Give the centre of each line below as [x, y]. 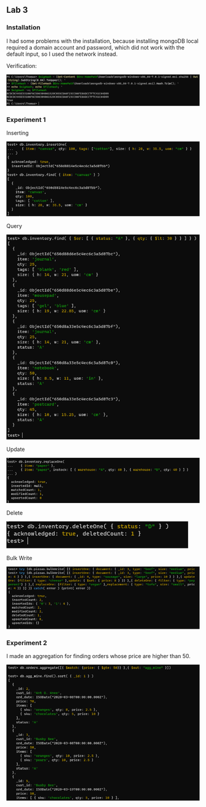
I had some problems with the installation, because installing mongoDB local [102, 41]
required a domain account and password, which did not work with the [96, 47]
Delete [15, 513]
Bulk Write [19, 558]
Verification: [22, 66]
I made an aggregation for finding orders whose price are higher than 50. [99, 656]
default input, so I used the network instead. [62, 54]
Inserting [17, 133]
